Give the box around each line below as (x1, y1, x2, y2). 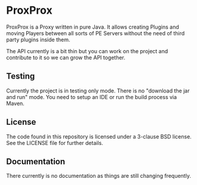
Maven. (6, 100, 25, 107)
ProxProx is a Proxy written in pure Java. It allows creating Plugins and (6, 23, 179, 30)
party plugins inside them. (6, 36, 70, 43)
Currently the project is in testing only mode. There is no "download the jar (6, 87, 190, 94)
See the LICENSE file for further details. (6, 139, 103, 146)
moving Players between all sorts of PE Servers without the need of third (6, 29, 185, 36)
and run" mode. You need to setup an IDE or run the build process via (6, 93, 177, 100)
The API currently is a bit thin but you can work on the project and (6, 47, 168, 54)
